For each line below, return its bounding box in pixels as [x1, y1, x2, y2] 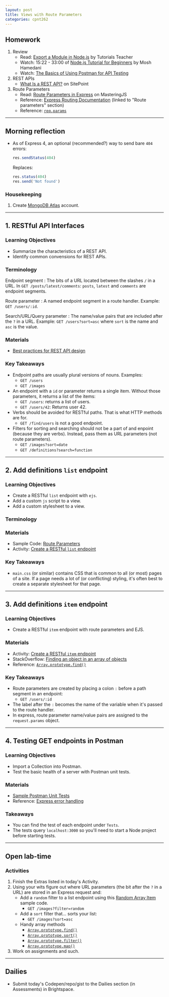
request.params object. [12, 717, 60, 723]
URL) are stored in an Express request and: [12, 889, 102, 895]
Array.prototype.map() [27, 944, 75, 949]
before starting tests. [12, 833, 56, 839]
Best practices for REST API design [12, 348, 86, 354]
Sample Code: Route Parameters [12, 541, 80, 547]
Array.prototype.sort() [27, 933, 77, 938]
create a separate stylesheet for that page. [12, 581, 102, 587]
